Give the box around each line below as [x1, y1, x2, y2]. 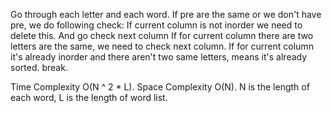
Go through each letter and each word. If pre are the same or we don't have [10, 9, 322, 20]
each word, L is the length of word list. [10, 92, 168, 103]
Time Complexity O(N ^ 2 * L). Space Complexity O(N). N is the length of [10, 81, 310, 93]
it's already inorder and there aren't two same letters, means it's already [10, 51, 308, 63]
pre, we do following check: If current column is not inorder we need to [10, 19, 303, 31]
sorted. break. [10, 62, 68, 73]
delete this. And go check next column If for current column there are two [10, 30, 314, 41]
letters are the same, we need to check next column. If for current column [10, 40, 314, 52]
